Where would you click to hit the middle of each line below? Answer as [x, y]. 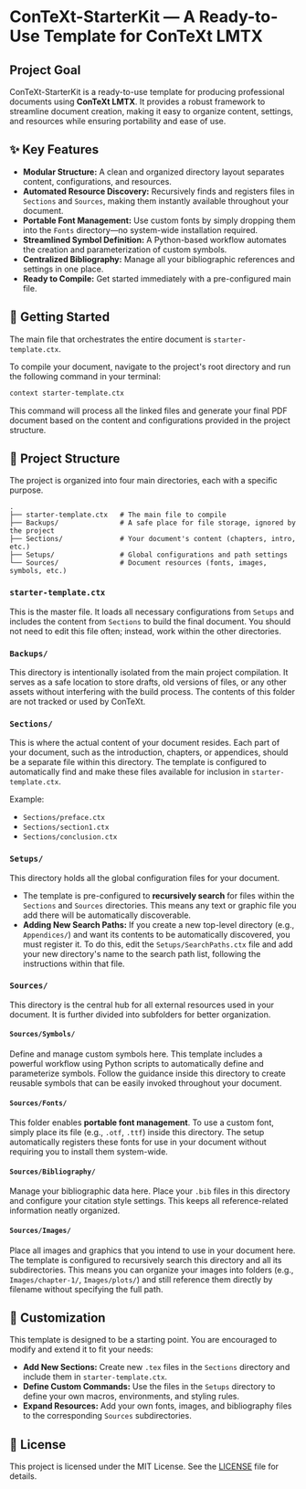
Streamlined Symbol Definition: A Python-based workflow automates [154, 239]
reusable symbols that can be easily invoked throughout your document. [146, 1083]
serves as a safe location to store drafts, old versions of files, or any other [148, 682]
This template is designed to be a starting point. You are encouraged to [143, 1340]
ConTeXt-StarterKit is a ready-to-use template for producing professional [147, 92]
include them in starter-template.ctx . [95, 1377]
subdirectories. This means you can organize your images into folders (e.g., [152, 1270]
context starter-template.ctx [67, 393]
